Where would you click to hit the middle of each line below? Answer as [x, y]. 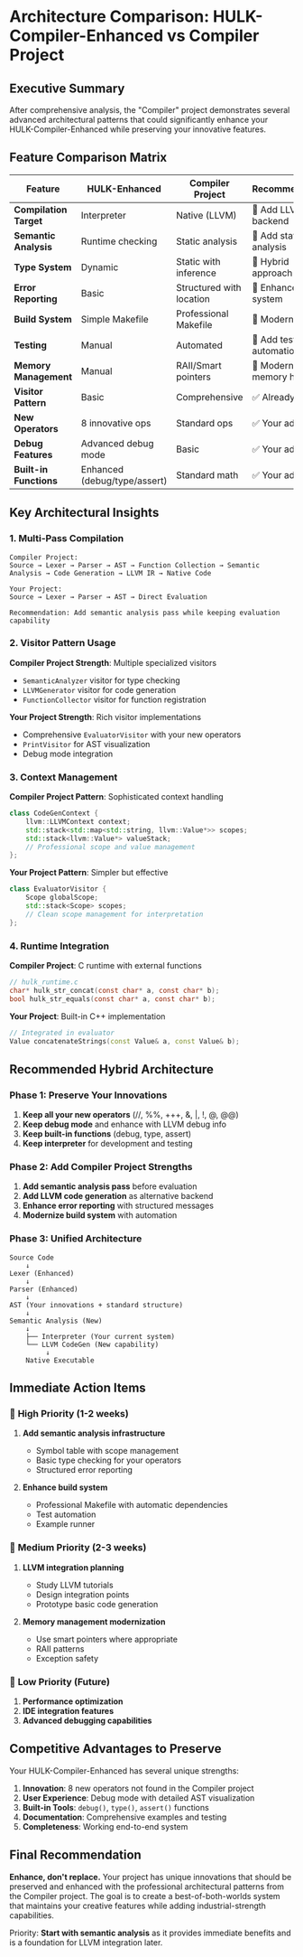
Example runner [65, 1524]
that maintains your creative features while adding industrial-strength [138, 1905]
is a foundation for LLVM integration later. [86, 1942]
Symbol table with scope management [107, 1451]
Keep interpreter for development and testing [107, 1144]
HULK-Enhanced [124, 189]
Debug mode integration [68, 754]
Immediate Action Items [78, 1388]
